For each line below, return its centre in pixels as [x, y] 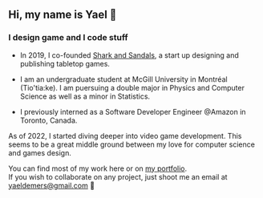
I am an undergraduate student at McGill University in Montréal [123, 79]
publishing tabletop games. [65, 63]
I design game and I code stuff [68, 38]
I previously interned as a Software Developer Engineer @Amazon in [133, 111]
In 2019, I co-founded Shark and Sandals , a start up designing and [129, 55]
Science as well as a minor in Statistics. [85, 96]
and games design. [40, 152]
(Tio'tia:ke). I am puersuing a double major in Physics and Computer [132, 87]
